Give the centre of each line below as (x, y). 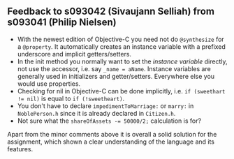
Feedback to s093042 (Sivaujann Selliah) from (111, 12)
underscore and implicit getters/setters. (74, 54)
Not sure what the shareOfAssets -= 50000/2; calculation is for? (109, 121)
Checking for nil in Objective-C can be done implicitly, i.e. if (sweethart (121, 91)
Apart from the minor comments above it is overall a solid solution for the (112, 134)
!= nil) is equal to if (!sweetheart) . (71, 98)
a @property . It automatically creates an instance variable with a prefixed (121, 46)
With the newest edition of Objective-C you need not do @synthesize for (121, 39)
